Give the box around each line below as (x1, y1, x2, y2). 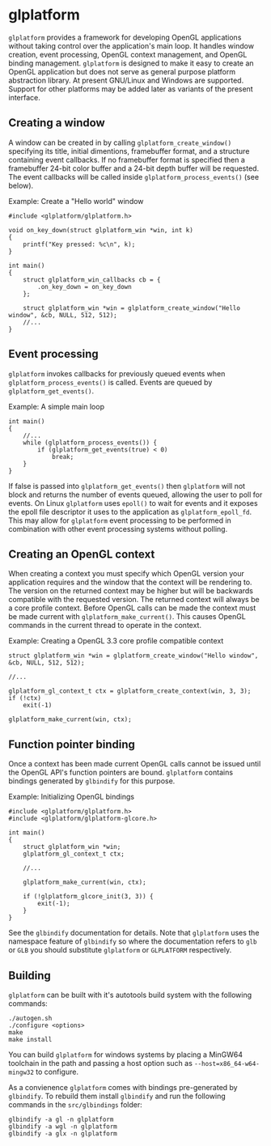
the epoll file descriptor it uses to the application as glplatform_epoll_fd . (8, 507, 252, 516)
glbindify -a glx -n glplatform (8, 1130, 117, 1138)
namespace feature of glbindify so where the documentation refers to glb (8, 936, 257, 946)
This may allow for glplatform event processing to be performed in (8, 516, 232, 525)
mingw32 (8, 1068, 35, 1076)
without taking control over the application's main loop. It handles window (8, 40, 255, 50)
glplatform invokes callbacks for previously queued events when (8, 368, 226, 378)
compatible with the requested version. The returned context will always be (8, 595, 260, 605)
